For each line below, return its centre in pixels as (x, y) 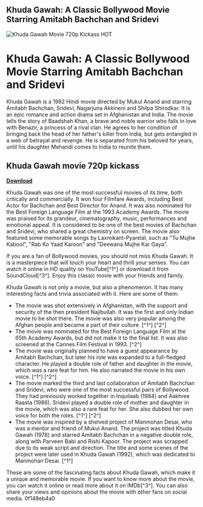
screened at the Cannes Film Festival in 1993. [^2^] (78, 344)
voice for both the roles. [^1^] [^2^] (58, 415)
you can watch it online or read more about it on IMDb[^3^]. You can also (97, 485)
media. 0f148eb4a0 (31, 498)
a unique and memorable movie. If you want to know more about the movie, (101, 479)
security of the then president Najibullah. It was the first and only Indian (104, 312)
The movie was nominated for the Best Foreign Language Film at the (100, 331)
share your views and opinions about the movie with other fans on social (97, 492)
